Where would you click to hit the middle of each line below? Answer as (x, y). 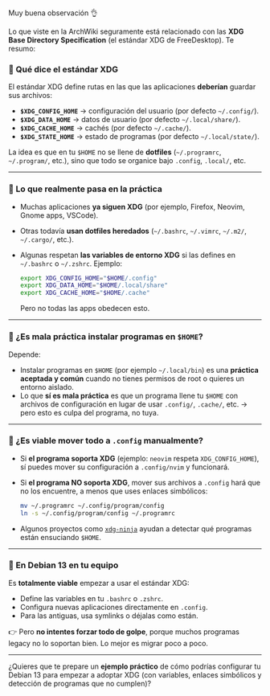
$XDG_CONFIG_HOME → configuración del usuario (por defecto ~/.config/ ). (139, 111)
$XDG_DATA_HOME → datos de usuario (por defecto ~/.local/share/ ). (130, 120)
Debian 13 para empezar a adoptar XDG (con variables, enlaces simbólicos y (135, 674)
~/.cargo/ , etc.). (47, 239)
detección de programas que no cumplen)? (80, 683)
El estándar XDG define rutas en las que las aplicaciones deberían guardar (132, 87)
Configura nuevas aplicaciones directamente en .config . (114, 607)
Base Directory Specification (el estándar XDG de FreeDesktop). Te (121, 40)
